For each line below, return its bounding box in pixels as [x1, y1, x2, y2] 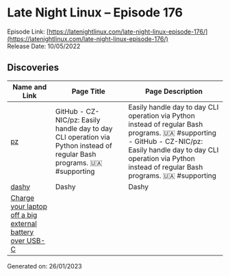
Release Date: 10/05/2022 [7, 42, 81, 50]
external [10, 218, 38, 228]
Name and [12, 82, 47, 92]
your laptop [10, 201, 48, 211]
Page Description [144, 86, 203, 96]
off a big [10, 210, 38, 220]
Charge [10, 193, 35, 203]
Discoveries [7, 62, 60, 73]
